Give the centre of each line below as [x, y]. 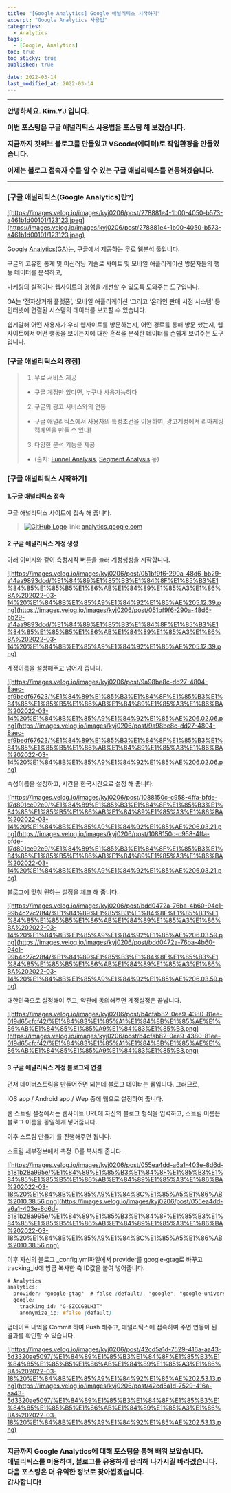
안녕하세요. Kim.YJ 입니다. [48, 111]
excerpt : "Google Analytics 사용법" [57, 20]
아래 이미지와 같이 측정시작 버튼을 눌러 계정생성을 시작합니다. [89, 560]
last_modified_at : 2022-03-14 [51, 83]
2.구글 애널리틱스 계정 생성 [43, 543]
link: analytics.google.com [106, 527]
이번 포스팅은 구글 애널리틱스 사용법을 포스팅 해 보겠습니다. [96, 128]
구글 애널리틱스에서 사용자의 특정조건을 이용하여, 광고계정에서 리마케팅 [129, 421]
